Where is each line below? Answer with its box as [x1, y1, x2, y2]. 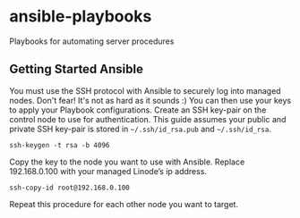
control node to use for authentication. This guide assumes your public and [9, 113, 287, 124]
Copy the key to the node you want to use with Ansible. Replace [9, 156, 245, 167]
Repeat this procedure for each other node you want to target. [9, 198, 239, 209]
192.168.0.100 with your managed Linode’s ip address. [9, 165, 208, 176]
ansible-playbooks [9, 6, 152, 27]
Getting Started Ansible [9, 62, 143, 77]
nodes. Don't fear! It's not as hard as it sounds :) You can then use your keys [9, 95, 292, 105]
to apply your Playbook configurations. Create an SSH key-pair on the [9, 105, 267, 115]
